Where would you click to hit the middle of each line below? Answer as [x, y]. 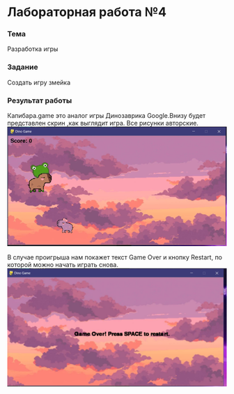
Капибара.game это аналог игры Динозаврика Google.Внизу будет [107, 116]
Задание [23, 67]
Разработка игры [33, 49]
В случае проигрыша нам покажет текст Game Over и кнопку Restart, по [115, 257]
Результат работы [40, 100]
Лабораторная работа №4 [87, 12]
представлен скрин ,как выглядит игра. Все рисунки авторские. [103, 123]
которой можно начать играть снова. [63, 264]
